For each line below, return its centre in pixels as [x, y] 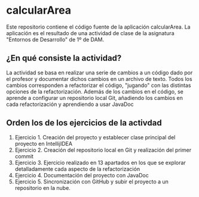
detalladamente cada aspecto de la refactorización [77, 169]
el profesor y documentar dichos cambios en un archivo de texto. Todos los [99, 79]
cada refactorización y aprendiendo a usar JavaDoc [70, 104]
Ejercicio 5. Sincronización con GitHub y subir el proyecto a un [92, 182]
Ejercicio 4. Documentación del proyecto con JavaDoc [82, 175]
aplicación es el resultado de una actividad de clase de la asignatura [90, 33]
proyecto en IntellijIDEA [44, 143]
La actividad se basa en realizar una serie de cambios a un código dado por [99, 73]
